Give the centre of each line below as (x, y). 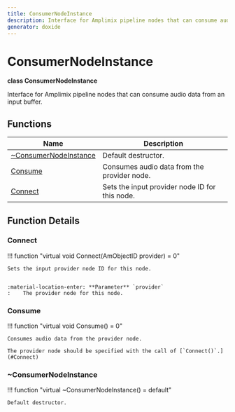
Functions (30, 124)
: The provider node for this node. (65, 293)
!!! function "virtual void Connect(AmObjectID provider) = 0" (94, 256)
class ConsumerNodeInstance (52, 81)
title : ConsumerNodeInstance (50, 14)
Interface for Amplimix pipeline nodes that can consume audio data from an (116, 95)
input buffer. (25, 102)
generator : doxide (34, 27)
